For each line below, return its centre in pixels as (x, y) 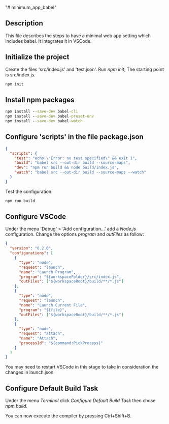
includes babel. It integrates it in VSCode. (48, 41)
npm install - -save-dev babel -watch (44, 121)
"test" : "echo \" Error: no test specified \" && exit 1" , (76, 158)
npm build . (16, 406)
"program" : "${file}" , (43, 310)
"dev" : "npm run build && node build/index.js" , (67, 167)
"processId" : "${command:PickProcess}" (61, 343)
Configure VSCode (36, 217)
